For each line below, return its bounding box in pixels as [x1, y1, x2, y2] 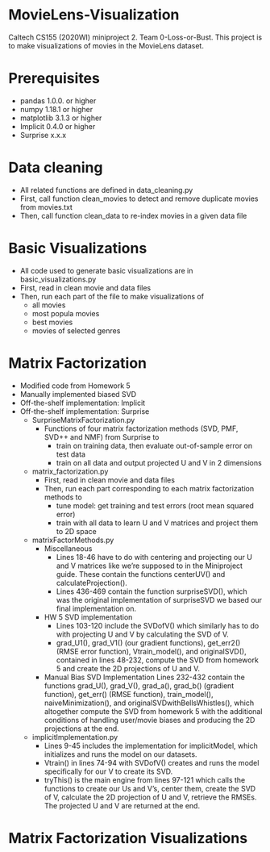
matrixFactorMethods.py [31, 535, 114, 545]
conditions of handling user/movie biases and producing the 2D [44, 715, 255, 725]
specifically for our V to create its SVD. [44, 766, 173, 776]
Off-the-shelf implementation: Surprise [19, 406, 150, 416]
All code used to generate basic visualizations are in [19, 265, 193, 275]
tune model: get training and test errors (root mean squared [56, 500, 254, 510]
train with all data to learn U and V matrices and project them [56, 518, 259, 528]
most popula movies [31, 308, 100, 318]
